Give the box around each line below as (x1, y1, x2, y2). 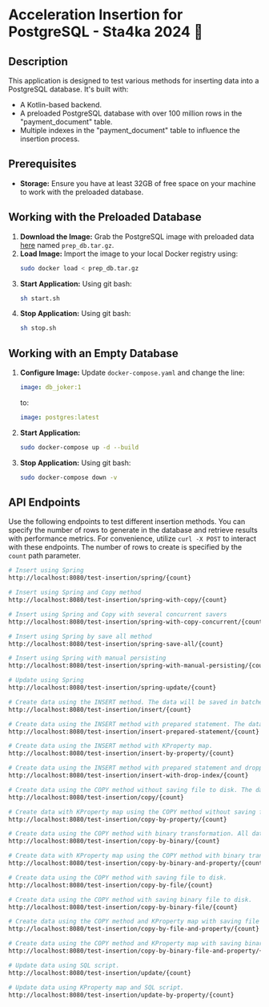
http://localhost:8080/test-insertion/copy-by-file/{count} (8, 881, 214, 889)
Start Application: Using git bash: (19, 278, 132, 288)
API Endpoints (8, 495, 81, 509)
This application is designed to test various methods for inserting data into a (8, 76, 259, 85)
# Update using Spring (8, 676, 84, 684)
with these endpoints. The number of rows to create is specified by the (8, 542, 243, 552)
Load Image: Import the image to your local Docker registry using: (19, 249, 239, 258)
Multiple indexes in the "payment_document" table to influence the (19, 126, 240, 135)
